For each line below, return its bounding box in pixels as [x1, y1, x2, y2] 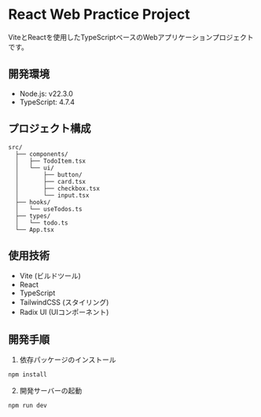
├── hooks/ [15, 198, 51, 206]
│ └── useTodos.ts [15, 205, 83, 213]
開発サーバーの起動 [19, 386, 83, 396]
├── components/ [15, 150, 68, 158]
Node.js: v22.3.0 [19, 89, 73, 98]
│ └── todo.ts [15, 218, 68, 227]
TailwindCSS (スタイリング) [19, 298, 109, 307]
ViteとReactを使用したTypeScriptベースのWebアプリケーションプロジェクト [8, 32, 254, 42]
